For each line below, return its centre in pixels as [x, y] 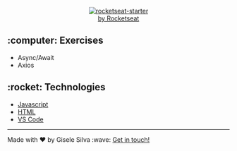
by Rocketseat [119, 18]
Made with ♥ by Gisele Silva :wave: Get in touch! [79, 139]
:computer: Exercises [55, 41]
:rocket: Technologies [56, 87]
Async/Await [36, 57]
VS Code [30, 119]
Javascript [33, 104]
